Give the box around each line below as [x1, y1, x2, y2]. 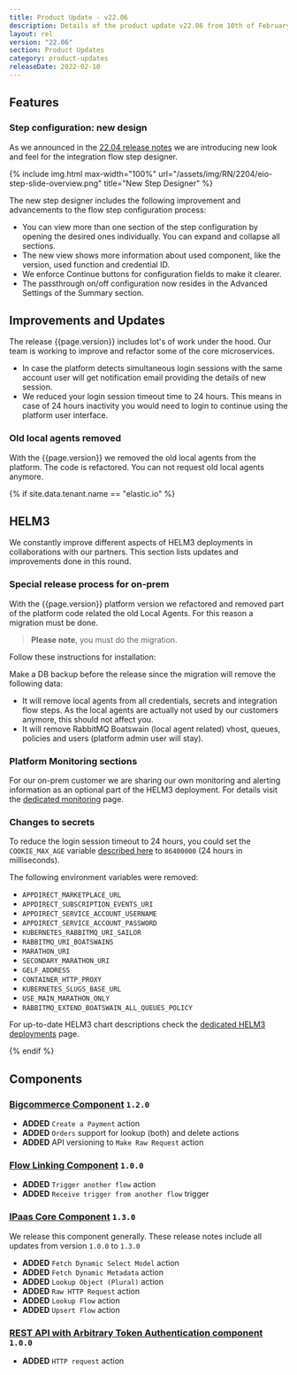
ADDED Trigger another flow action [21, 1179, 156, 1190]
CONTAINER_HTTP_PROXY [21, 976, 102, 985]
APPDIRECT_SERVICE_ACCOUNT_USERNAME [21, 909, 157, 919]
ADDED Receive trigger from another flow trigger [21, 1188, 209, 1200]
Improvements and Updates [9, 313, 165, 328]
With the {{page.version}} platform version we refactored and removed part [9, 599, 285, 609]
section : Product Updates [9, 46, 104, 55]
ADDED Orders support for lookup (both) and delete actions [21, 1128, 240, 1139]
